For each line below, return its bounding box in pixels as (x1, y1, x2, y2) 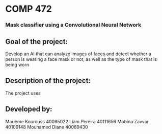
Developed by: (5, 105, 52, 114)
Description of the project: (5, 76, 91, 85)
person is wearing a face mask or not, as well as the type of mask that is (5, 56, 157, 62)
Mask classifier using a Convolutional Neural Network (5, 21, 142, 29)
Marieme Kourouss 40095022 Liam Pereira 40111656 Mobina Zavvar (5, 118, 149, 124)
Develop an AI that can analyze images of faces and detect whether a (5, 51, 151, 57)
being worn (5, 61, 30, 68)
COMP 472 (5, 3, 52, 15)
